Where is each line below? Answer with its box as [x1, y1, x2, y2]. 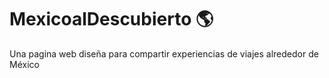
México [9, 58, 40, 70]
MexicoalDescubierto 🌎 [9, 8, 214, 31]
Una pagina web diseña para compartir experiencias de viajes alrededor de [9, 47, 319, 60]
